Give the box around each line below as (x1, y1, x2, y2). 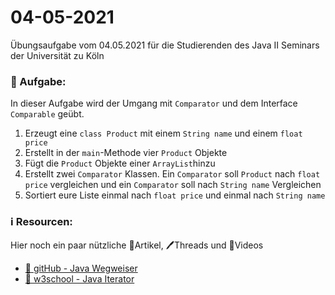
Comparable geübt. (10, 108, 85, 120)
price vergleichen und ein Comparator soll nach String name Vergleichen (24, 179, 322, 191)
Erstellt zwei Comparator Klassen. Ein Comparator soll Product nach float (24, 168, 321, 180)
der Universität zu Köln (10, 49, 105, 61)
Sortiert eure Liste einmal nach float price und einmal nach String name (24, 189, 326, 201)
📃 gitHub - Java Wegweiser (24, 262, 138, 274)
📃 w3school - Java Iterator (24, 272, 135, 285)
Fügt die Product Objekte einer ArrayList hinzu (24, 157, 216, 170)
